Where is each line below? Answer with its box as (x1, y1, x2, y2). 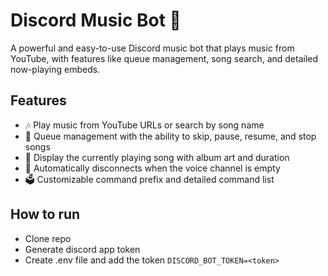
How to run (10, 206, 81, 223)
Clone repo (24, 232, 72, 244)
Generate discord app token (24, 243, 141, 255)
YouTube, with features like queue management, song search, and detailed (10, 52, 319, 64)
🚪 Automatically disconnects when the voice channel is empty (24, 162, 281, 174)
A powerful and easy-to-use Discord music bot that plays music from (10, 42, 295, 54)
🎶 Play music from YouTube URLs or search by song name (24, 119, 265, 131)
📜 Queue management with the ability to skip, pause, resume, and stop (24, 130, 317, 142)
